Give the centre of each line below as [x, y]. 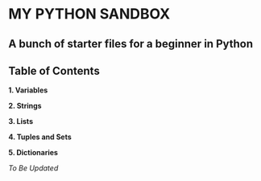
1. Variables [28, 90]
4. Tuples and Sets [40, 137]
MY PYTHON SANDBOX [89, 14]
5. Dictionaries [33, 153]
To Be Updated [33, 168]
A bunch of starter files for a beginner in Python [131, 44]
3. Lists [21, 121]
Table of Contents [54, 70]
